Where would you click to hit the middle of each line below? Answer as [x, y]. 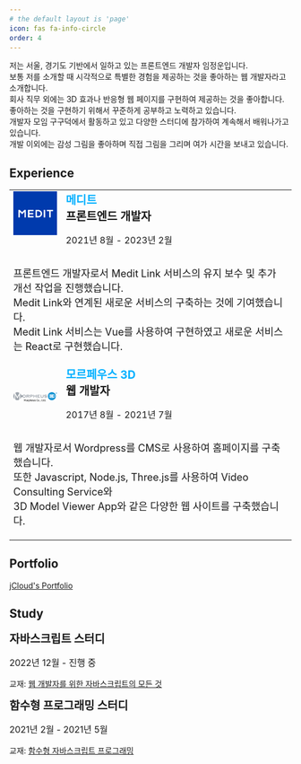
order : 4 [26, 38]
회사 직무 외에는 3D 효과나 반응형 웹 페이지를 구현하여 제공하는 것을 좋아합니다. [147, 100]
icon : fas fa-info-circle [57, 28]
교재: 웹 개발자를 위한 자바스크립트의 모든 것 [86, 684]
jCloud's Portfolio [41, 585]
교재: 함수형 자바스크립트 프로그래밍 [72, 751]
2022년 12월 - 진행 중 [53, 663]
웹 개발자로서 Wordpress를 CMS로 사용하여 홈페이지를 [136, 448]
